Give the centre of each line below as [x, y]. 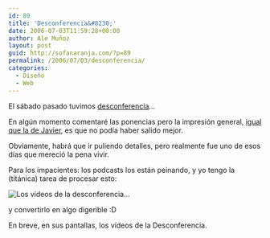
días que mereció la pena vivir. [59, 154]
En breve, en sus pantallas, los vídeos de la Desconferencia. [108, 225]
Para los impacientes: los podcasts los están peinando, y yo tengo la [122, 170]
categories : [28, 68]
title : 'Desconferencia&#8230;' [62, 23]
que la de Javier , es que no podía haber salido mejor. [96, 130]
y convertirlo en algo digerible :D [62, 209]
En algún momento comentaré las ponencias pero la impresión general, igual [135, 121]
